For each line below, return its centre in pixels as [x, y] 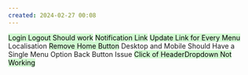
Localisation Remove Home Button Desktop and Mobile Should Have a [122, 46]
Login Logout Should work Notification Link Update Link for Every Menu [124, 37]
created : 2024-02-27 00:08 [52, 15]
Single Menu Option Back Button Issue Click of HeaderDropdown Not [120, 54]
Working [22, 62]
